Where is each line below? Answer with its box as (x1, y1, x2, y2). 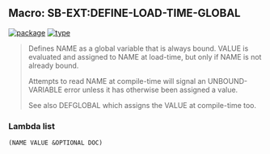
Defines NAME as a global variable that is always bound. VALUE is (27, 44, 249, 53)
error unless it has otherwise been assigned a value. (64, 85, 238, 94)
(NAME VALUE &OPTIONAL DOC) (8, 139, 103, 148)
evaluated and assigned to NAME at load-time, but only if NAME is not (27, 52, 262, 61)
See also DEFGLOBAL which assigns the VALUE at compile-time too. (27, 100, 257, 110)
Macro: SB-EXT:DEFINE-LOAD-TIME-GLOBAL (8, 6, 241, 20)
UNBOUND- (207, 76, 248, 85)
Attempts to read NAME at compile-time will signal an (27, 76, 206, 85)
